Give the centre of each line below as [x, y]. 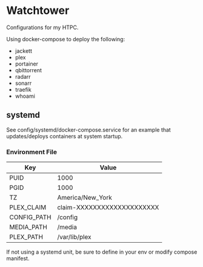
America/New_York [85, 198]
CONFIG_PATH [30, 217]
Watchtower [38, 11]
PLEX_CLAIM [28, 208]
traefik [23, 89]
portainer [26, 64]
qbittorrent [28, 70]
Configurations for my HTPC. [42, 27]
